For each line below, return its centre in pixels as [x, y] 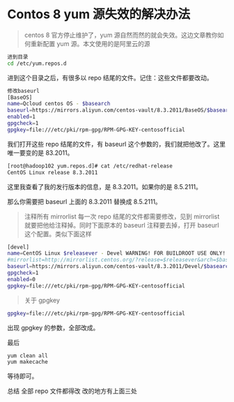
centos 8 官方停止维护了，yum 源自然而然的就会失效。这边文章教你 [121, 35]
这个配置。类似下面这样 [58, 234]
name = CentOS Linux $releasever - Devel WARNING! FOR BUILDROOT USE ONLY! [117, 253]
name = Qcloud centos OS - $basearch [59, 104]
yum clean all [28, 356]
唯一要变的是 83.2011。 [40, 152]
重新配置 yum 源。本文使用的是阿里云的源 [91, 43]
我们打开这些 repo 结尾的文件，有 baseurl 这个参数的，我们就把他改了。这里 [117, 144]
